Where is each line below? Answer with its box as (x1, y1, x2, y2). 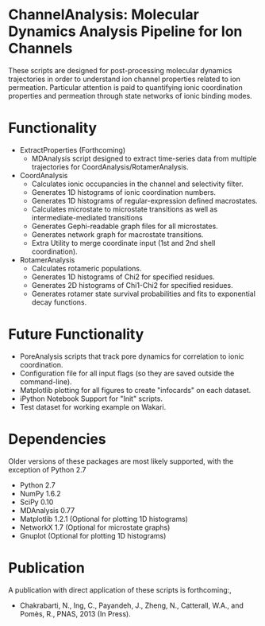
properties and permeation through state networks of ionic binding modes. (8, 91, 252, 100)
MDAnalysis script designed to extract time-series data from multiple (31, 154, 257, 163)
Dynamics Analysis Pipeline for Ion (8, 22, 243, 41)
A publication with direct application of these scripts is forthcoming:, (8, 585, 232, 594)
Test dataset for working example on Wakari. (19, 402, 167, 411)
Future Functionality (8, 325, 144, 344)
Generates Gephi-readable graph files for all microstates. (31, 221, 218, 231)
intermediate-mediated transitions (31, 212, 143, 222)
